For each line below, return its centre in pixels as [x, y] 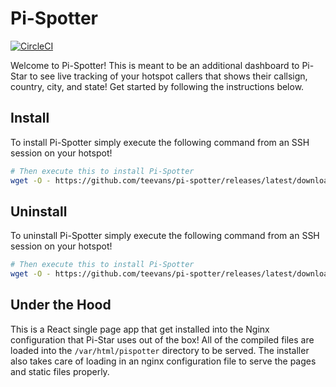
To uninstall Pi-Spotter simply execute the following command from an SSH [165, 236]
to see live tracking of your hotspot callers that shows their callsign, [168, 76]
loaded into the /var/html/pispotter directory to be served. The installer [160, 350]
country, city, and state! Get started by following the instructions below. [157, 86]
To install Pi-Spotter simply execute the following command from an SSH [160, 142]
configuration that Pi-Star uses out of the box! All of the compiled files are [162, 339]
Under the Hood [61, 305]
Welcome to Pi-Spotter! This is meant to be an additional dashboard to [155, 65]
